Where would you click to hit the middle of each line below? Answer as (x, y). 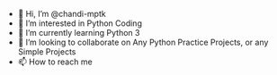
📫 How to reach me (55, 62)
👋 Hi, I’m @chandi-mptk (62, 14)
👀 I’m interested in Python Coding (80, 23)
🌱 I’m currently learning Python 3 (79, 33)
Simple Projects (47, 52)
